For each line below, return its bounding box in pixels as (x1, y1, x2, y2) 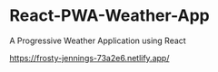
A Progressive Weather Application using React (9, 35, 186, 46)
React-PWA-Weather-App (9, 5, 211, 26)
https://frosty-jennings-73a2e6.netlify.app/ (9, 52, 170, 63)
